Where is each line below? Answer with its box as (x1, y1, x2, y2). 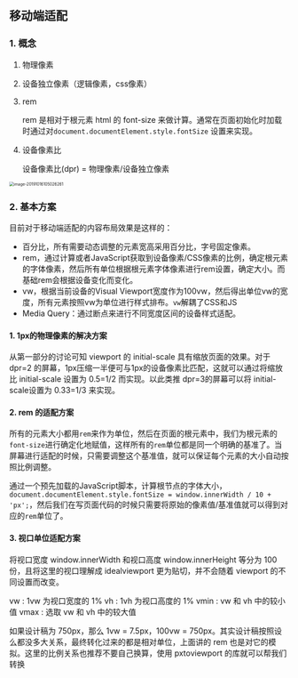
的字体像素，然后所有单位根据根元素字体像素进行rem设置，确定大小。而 (21, 263, 286, 274)
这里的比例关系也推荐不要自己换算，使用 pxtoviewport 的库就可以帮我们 (24, 648, 287, 658)
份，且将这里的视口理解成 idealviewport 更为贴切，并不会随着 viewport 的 (9, 565, 278, 576)
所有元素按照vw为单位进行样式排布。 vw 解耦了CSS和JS (37, 296, 238, 307)
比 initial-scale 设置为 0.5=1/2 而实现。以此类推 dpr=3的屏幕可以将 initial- (9, 374, 277, 384)
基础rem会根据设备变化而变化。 (21, 274, 138, 285)
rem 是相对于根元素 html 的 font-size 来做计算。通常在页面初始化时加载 (21, 114, 283, 125)
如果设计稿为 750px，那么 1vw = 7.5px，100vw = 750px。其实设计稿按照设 (9, 626, 282, 636)
